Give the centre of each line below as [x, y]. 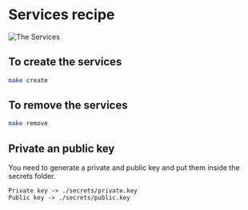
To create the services [65, 62]
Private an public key [62, 148]
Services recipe [62, 15]
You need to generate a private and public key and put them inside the [124, 168]
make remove [28, 124]
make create [28, 80]
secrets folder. [32, 176]
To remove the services [68, 105]
